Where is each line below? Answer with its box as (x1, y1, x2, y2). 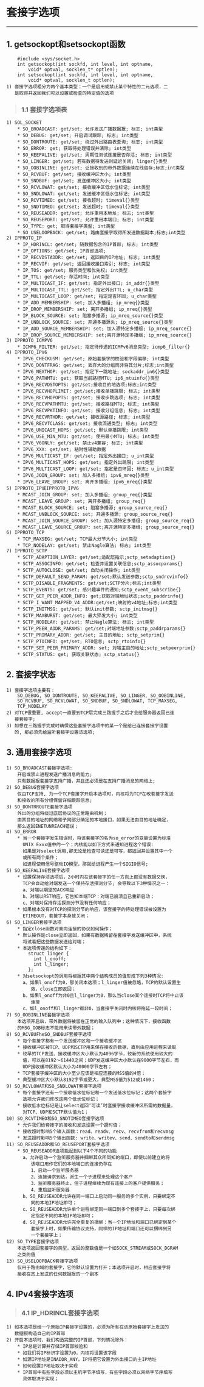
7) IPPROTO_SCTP (6, 548, 47, 554)
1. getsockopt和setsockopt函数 (6, 39, 126, 49)
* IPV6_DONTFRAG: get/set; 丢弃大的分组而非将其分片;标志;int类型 (17, 362, 174, 369)
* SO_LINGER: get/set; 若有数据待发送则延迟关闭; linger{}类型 (17, 159, 168, 165)
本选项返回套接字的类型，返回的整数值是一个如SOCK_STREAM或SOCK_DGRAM (17, 1245, 178, 1251)
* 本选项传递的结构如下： (17, 945, 73, 951)
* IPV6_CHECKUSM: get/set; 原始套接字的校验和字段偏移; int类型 (17, 356, 169, 362)
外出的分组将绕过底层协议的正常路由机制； (17, 810, 108, 816)
